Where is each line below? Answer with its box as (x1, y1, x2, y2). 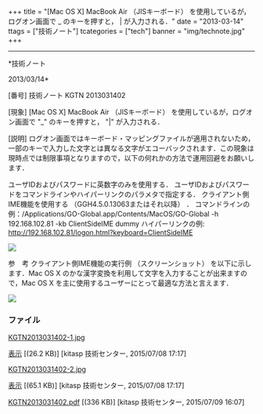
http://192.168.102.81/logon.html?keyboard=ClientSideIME (8, 228, 193, 237)
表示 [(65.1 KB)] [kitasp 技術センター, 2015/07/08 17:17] (8, 381, 185, 390)
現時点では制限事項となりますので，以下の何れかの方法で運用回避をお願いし (8, 154, 255, 162)
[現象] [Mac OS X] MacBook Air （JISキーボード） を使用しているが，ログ (8, 107, 247, 116)
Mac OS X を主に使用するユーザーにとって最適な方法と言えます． (21, 278, 233, 288)
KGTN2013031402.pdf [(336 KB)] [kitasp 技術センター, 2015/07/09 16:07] (8, 398, 245, 407)
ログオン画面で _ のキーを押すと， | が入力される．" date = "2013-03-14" (8, 16, 244, 26)
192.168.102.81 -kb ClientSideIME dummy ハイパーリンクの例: (8, 219, 205, 228)
